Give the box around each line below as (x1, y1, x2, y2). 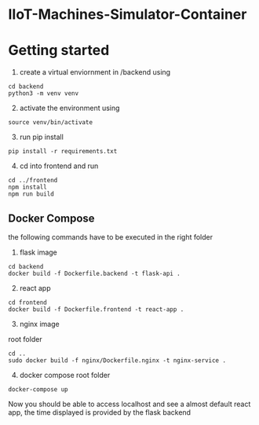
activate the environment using (19, 104, 120, 113)
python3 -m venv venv (8, 90, 79, 97)
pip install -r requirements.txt (8, 148, 118, 156)
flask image (19, 247, 57, 257)
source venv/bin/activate (8, 119, 93, 126)
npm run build (8, 190, 55, 198)
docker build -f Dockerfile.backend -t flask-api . (8, 269, 181, 277)
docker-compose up (8, 385, 68, 394)
